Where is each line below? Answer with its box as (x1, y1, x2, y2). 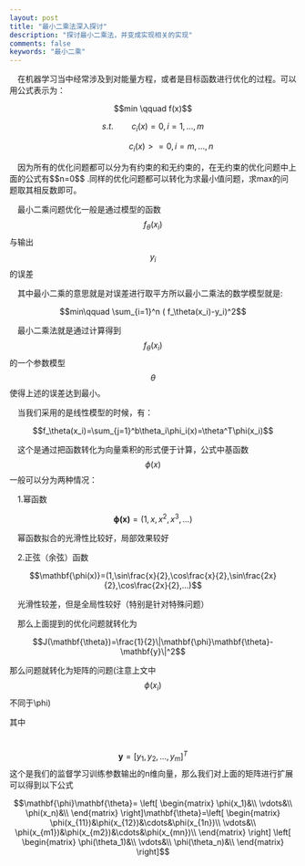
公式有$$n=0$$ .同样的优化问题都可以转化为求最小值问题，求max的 (25, 172, 281, 183)
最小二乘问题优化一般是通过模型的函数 (17, 203, 161, 214)
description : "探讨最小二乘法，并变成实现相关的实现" (9, 30, 193, 39)
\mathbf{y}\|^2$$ (119, 645, 187, 657)
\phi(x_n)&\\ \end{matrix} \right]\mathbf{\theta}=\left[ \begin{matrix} (25, 808, 280, 819)
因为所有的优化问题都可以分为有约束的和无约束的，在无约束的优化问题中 (17, 162, 289, 172)
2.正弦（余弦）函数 (17, 551, 89, 562)
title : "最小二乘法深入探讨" (9, 22, 107, 31)
